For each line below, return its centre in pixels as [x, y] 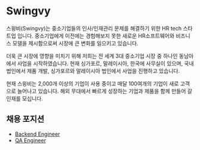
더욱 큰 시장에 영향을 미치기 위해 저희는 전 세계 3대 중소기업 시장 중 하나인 [92, 56]
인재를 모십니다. [25, 98]
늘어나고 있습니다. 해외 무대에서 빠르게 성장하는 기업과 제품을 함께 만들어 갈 [105, 91]
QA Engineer [30, 140]
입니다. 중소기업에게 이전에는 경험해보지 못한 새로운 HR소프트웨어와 [96, 36]
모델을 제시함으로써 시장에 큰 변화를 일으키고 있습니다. [75, 43]
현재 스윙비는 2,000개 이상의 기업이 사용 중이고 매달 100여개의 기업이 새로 [93, 83]
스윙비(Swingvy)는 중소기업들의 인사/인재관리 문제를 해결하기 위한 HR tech [94, 28]
